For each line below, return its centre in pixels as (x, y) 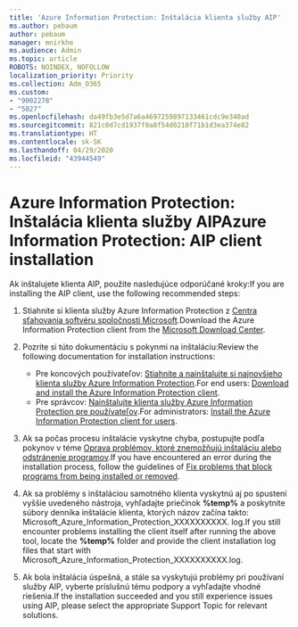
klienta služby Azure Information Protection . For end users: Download (162, 384)
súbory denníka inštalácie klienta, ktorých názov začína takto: (136, 513)
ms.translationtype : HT (54, 134)
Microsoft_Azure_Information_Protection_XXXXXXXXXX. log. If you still (151, 522)
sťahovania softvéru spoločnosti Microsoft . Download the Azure (138, 320)
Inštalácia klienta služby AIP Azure (138, 222)
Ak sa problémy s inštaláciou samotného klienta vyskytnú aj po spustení (154, 494)
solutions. (40, 615)
